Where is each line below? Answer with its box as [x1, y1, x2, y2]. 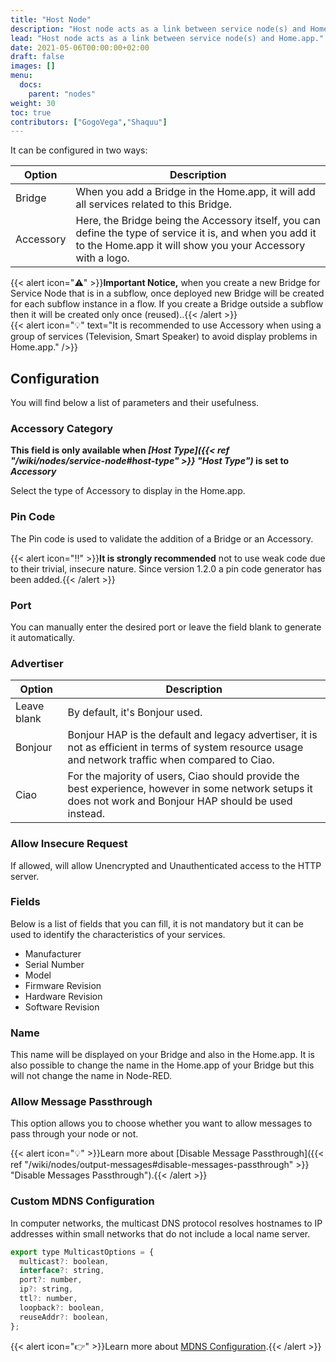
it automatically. [10, 631, 76, 643]
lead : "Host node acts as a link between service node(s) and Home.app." [10, 33, 325, 43]
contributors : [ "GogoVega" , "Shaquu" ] [10, 117, 168, 127]
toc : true [10, 107, 52, 118]
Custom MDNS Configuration [10, 1194, 155, 1208]
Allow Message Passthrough [10, 1095, 153, 1109]
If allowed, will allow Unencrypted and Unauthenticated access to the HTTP [10, 859, 322, 871]
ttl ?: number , [19, 1294, 78, 1304]
